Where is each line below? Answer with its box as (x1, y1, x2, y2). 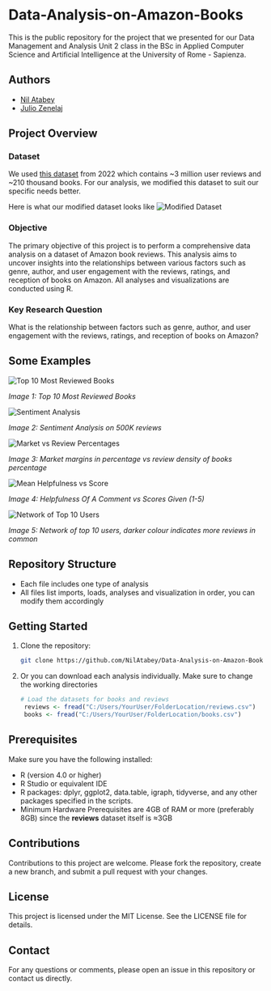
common (8, 534, 38, 544)
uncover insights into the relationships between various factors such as (8, 257, 247, 268)
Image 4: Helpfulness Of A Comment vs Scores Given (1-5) (8, 493, 205, 503)
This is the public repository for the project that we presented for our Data (8, 32, 255, 42)
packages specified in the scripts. (19, 795, 133, 806)
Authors (8, 73, 51, 87)
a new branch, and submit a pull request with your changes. (8, 866, 208, 876)
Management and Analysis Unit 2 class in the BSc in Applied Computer (8, 40, 244, 50)
